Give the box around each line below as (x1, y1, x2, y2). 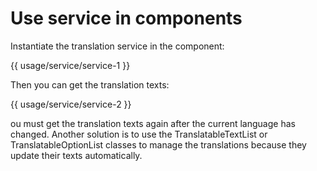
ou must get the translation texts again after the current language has (10, 117, 296, 129)
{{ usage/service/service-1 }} (10, 59, 131, 71)
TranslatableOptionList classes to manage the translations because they (10, 138, 307, 151)
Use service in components (10, 7, 243, 30)
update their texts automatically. (10, 149, 143, 161)
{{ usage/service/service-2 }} (10, 98, 132, 110)
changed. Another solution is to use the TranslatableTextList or (10, 128, 268, 140)
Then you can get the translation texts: (10, 78, 170, 91)
